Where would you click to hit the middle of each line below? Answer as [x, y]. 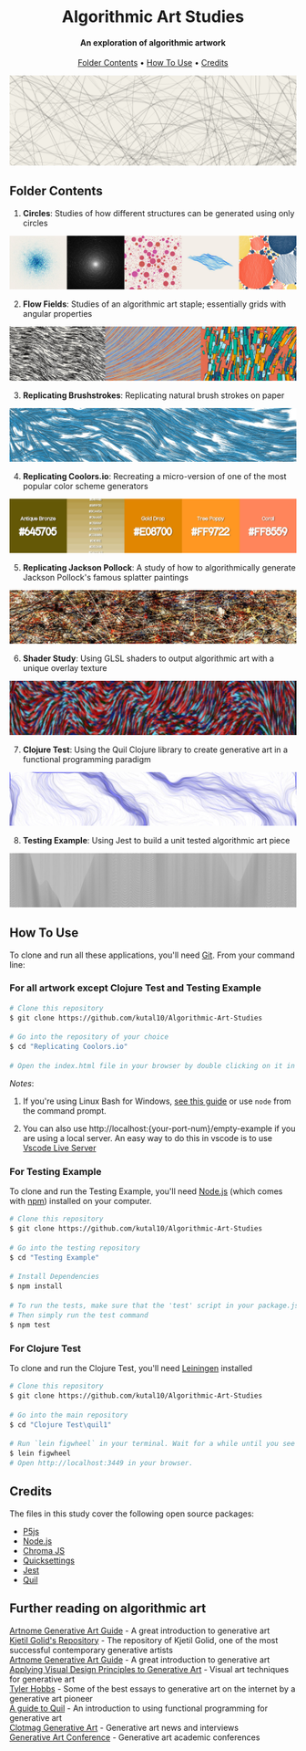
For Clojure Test [46, 1348]
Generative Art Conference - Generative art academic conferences [135, 1737]
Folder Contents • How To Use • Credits [153, 63]
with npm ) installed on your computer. [81, 1201]
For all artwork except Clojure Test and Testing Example [135, 988]
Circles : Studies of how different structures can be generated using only [158, 213]
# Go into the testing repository [75, 1248]
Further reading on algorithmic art [108, 1609]
